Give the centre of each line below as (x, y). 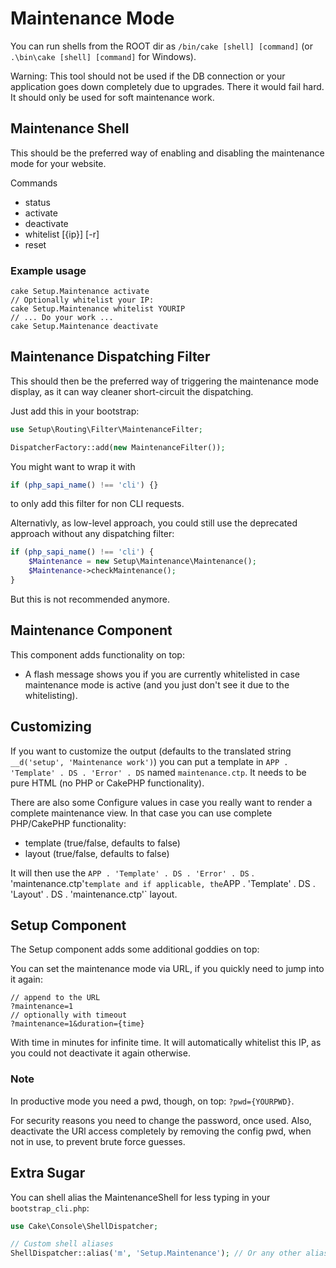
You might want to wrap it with (73, 466)
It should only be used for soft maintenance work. (112, 97)
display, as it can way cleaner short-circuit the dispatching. (132, 391)
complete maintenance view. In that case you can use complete (141, 813)
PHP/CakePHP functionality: (68, 823)
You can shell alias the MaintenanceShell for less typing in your (140, 1197)
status (37, 202)
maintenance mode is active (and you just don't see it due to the (157, 684)
